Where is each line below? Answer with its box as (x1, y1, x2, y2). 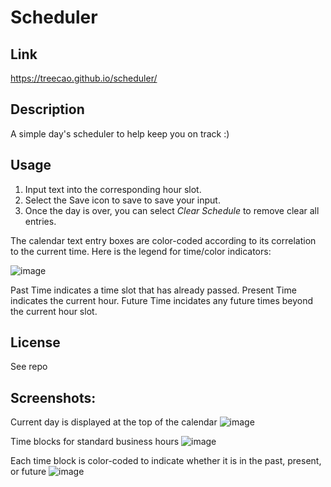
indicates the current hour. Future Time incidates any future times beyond (10, 294, 314, 306)
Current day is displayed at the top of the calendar (10, 416, 218, 428)
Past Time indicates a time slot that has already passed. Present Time (10, 284, 297, 296)
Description (10, 101, 85, 118)
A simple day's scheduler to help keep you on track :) (10, 127, 230, 140)
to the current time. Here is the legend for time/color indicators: (10, 245, 272, 257)
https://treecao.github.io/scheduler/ (10, 72, 158, 84)
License (10, 334, 61, 351)
